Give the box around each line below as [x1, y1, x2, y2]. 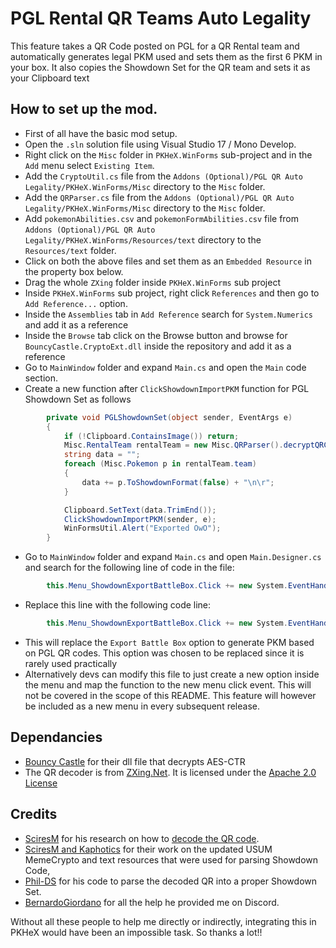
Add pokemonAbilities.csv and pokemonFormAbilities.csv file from [24, 212, 300, 224]
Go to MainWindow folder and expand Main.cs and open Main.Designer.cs [24, 551, 322, 563]
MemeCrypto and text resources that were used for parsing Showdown [24, 853, 319, 866]
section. [24, 372, 59, 384]
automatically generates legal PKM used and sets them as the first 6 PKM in [10, 50, 323, 62]
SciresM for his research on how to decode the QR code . [24, 832, 260, 844]
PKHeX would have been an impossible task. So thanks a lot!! [10, 926, 263, 938]
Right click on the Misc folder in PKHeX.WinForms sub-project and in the [24, 148, 313, 161]
